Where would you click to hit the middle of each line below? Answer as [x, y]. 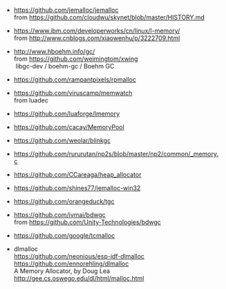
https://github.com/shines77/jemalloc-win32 [77, 188]
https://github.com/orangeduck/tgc [64, 201]
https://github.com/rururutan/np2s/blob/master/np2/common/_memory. [116, 154]
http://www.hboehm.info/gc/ [54, 52]
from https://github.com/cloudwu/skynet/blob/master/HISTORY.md [109, 17]
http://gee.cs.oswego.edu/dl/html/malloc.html [79, 278]
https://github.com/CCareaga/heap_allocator [77, 175]
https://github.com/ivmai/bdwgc [59, 215]
